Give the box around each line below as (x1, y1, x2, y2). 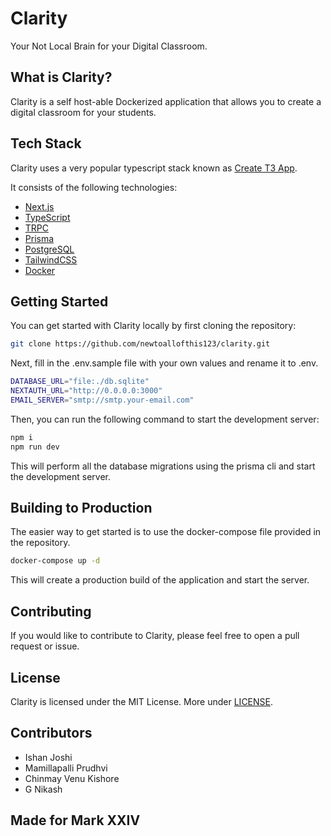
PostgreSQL (24, 243, 75, 255)
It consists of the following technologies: (10, 181, 178, 193)
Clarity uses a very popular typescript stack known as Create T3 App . (10, 162, 298, 174)
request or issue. (10, 640, 80, 652)
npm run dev (10, 442, 60, 452)
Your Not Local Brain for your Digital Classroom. (10, 40, 208, 52)
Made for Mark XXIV (10, 812, 141, 829)
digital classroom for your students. (10, 106, 157, 118)
